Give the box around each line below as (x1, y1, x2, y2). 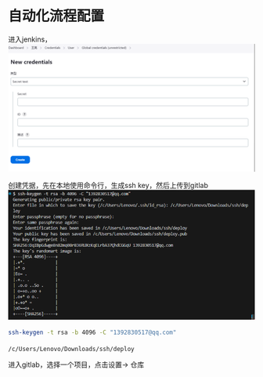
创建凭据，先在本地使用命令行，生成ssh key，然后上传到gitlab (8, 180, 209, 190)
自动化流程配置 (8, 7, 105, 25)
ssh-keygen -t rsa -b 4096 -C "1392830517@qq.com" (8, 328, 177, 336)
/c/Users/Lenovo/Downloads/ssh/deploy (8, 345, 135, 353)
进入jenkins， (8, 34, 52, 44)
